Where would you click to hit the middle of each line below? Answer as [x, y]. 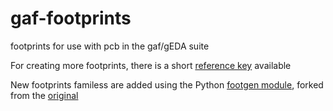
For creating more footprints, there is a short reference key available [151, 65]
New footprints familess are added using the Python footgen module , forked [167, 84]
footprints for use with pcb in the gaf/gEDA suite [110, 46]
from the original [44, 95]
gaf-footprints [71, 18]
